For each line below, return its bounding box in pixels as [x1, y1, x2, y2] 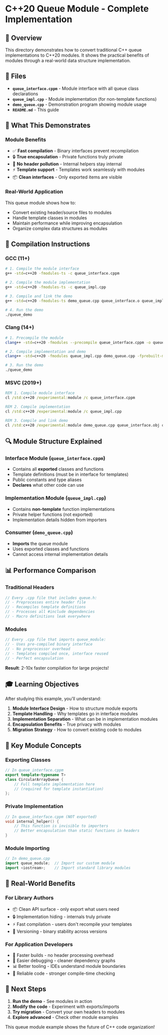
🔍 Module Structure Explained [5, 437, 102, 446]
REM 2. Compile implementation [5, 404, 70, 409]
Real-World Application [5, 188, 63, 195]
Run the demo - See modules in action [12, 998, 92, 1004]
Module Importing [5, 845, 50, 852]
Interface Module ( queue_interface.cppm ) [5, 455, 105, 462]
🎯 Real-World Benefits [5, 879, 76, 888]
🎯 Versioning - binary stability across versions [12, 928, 107, 934]
